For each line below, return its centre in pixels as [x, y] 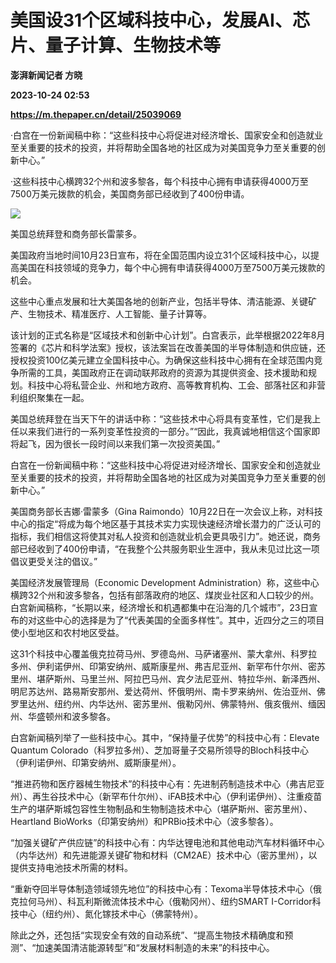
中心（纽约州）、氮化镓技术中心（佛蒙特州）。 [110, 913]
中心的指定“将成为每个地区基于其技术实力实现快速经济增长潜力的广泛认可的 [166, 523]
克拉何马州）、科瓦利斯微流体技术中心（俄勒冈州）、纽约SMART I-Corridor [161, 901]
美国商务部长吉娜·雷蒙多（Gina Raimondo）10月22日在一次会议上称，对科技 [166, 511]
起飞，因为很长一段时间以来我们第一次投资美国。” [119, 443]
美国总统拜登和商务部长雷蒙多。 [76, 233]
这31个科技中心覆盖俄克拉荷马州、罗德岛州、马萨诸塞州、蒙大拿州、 [151, 653]
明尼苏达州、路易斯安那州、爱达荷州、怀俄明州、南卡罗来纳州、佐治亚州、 [163, 691]
